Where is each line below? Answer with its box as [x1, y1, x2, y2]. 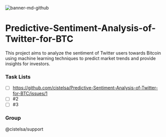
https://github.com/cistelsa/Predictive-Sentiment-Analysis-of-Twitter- [12, 85, 158, 91]
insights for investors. [5, 61, 51, 67]
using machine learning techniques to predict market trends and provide [5, 55, 156, 61]
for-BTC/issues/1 [12, 90, 48, 97]
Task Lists [5, 73, 31, 80]
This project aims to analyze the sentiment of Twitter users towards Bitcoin [5, 50, 161, 56]
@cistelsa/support [5, 126, 44, 132]
